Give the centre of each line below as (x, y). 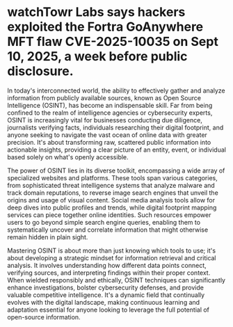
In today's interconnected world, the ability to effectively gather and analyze (116, 90)
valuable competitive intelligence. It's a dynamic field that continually (106, 295)
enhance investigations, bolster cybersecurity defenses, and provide (105, 287)
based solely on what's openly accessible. (68, 157)
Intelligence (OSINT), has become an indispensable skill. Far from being (110, 105)
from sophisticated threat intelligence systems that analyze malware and (111, 185)
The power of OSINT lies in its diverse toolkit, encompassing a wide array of (116, 170)
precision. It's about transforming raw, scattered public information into (109, 142)
